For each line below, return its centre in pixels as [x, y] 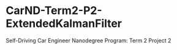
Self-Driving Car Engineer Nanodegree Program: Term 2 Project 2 [88, 40]
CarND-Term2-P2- [54, 11]
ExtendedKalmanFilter [64, 23]
